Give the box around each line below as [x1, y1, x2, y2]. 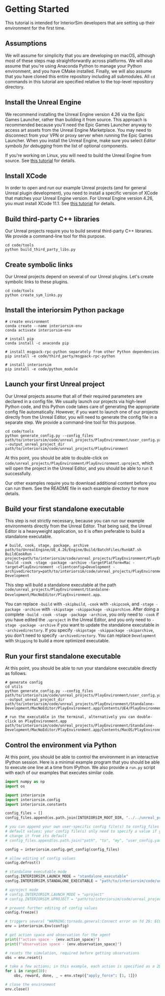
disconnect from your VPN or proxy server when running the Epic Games [5, 132, 153, 138]
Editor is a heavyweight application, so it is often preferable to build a [5, 528, 145, 534]
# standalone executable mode [5, 869, 67, 874]
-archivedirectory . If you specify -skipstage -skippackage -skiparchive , [5, 627, 155, 633]
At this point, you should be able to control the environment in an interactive [5, 754, 159, 760]
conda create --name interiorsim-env [5, 323, 82, 329]
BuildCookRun [5, 552, 32, 557]
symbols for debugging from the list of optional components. [5, 143, 128, 148]
